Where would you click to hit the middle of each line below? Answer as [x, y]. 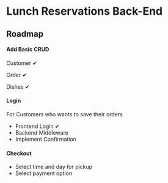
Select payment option [44, 173]
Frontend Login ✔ [37, 126]
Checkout [19, 153]
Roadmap [25, 34]
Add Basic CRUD [28, 50]
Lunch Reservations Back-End [85, 11]
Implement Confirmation [46, 139]
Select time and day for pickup [54, 167]
